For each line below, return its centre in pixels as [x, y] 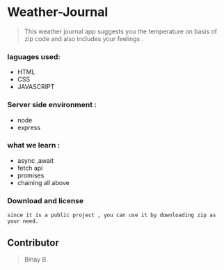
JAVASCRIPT [36, 87]
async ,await [35, 160]
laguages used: [34, 56]
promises [31, 175]
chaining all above [43, 182]
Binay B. [36, 259]
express [29, 127]
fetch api [30, 168]
